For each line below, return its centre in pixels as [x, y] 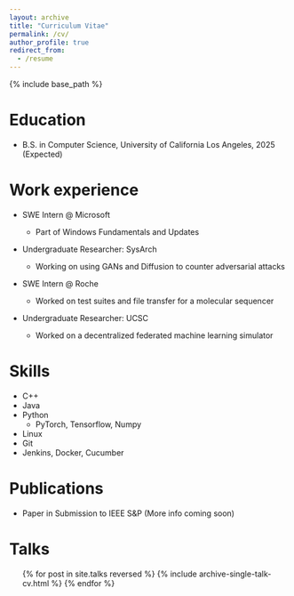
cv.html [36, 583]
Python [35, 415]
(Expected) [42, 154]
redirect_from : [37, 51]
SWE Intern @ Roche [60, 283]
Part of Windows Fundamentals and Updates [117, 231]
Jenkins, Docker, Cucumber [73, 452]
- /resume [35, 59]
